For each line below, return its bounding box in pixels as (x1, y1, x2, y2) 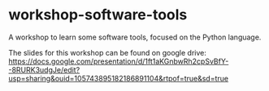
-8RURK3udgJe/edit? (8, 64, 80, 74)
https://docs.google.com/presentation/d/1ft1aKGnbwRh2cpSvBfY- (8, 56, 229, 66)
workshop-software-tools (8, 6, 188, 24)
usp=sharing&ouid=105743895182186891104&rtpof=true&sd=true (8, 73, 229, 83)
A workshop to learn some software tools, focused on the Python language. (8, 32, 262, 42)
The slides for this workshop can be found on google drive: (8, 48, 207, 57)
